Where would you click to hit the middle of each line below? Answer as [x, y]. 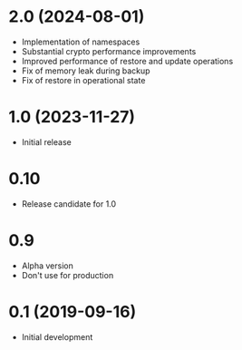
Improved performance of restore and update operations [127, 61]
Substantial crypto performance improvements [109, 51]
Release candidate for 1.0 [69, 204]
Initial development [57, 336]
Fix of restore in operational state [83, 80]
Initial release [46, 141]
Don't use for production [68, 275]
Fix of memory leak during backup [86, 71]
